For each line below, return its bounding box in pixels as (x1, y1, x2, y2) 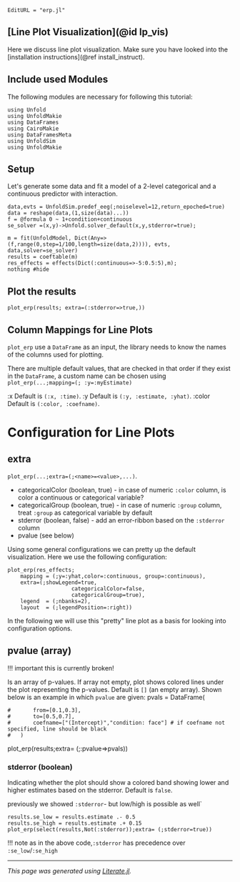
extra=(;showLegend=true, (20, 579, 98, 586)
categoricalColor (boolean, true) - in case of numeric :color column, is (17, 486, 226, 495)
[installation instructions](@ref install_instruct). (7, 52, 145, 61)
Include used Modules (7, 74, 109, 86)
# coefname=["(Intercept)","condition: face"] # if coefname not (7, 719, 225, 726)
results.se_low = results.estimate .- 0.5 (7, 813, 136, 821)
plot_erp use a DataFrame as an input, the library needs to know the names (7, 343, 226, 352)
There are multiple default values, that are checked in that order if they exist (7, 365, 231, 373)
